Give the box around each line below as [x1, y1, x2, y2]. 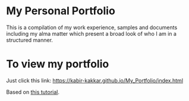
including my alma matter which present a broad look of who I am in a [6, 30, 177, 37]
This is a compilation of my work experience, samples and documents [6, 24, 178, 31]
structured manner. [6, 36, 53, 43]
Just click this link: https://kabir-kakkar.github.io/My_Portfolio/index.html [6, 77, 183, 84]
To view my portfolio [6, 58, 109, 71]
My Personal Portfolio [6, 4, 116, 18]
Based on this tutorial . [6, 88, 60, 96]
